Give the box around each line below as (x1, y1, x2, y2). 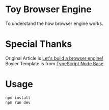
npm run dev (5, 100, 31, 105)
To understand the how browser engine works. (5, 20, 103, 26)
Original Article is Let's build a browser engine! (5, 55, 103, 61)
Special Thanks (5, 38, 72, 50)
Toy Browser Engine (5, 4, 92, 15)
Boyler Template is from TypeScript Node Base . (5, 60, 105, 67)
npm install (5, 95, 31, 100)
